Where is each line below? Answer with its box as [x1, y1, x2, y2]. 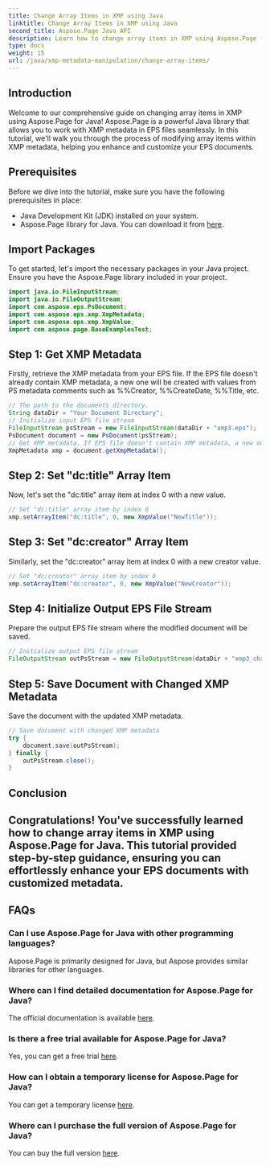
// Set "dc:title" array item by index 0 [8, 506, 149, 514]
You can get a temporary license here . [8, 1099, 135, 1110]
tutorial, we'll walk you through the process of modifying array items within [8, 133, 256, 143]
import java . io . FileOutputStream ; [8, 295, 125, 304]
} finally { [8, 749, 48, 757]
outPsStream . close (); [22, 757, 95, 765]
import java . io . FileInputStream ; [8, 288, 121, 296]
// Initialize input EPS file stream [8, 417, 135, 425]
